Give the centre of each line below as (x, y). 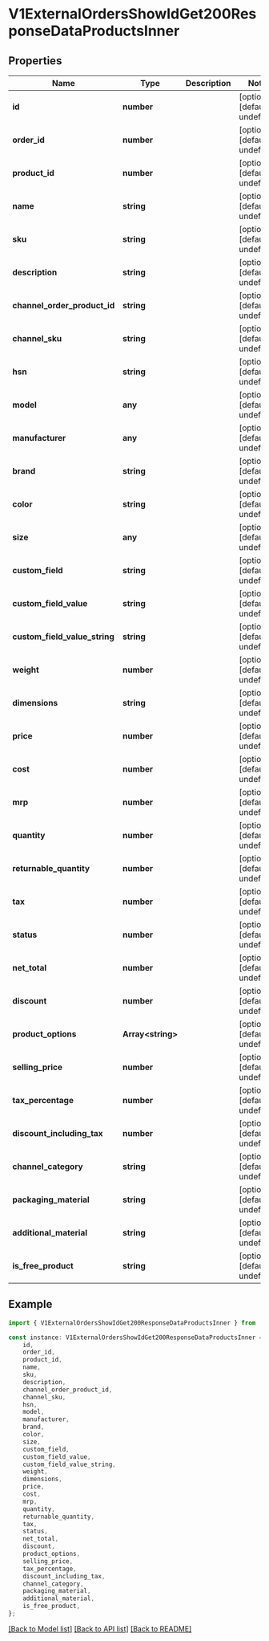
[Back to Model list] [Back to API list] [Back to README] (100, 1629)
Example (30, 1304)
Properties (35, 61)
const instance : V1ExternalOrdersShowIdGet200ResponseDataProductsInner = (136, 1338)
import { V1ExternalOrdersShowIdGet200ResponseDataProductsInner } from (132, 1323)
